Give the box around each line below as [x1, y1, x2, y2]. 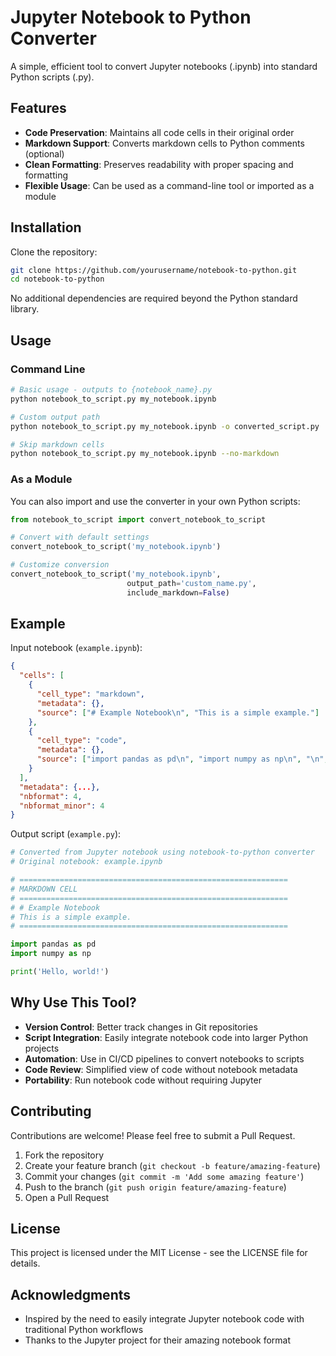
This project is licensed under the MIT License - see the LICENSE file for [10, 1247, 308, 1259]
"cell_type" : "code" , [36, 736, 128, 746]
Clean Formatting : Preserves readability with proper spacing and [24, 158, 294, 170]
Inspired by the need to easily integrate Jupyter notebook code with [24, 1313, 305, 1325]
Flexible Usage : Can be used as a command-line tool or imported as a [24, 179, 315, 191]
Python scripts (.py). [10, 71, 95, 83]
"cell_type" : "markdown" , [36, 689, 145, 700]
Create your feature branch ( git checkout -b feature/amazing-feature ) [24, 1159, 321, 1171]
